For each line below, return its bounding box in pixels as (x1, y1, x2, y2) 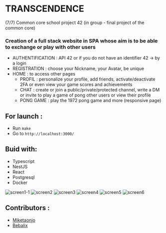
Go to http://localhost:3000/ (12, 130, 74, 136)
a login (12, 60, 26, 66)
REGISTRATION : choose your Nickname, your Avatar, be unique (12, 65, 145, 71)
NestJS (12, 163, 28, 169)
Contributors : (5, 203, 50, 212)
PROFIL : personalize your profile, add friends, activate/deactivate (19, 76, 156, 82)
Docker (12, 179, 28, 185)
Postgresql (12, 174, 35, 180)
